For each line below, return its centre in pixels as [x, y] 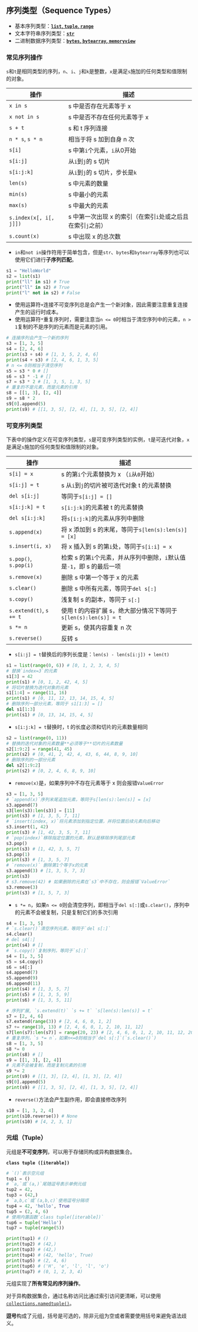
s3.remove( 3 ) [22, 887]
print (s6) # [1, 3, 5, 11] [39, 1000]
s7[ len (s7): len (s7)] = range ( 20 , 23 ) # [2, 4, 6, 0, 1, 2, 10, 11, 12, [96, 1033]
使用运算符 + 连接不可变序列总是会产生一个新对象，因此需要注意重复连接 [101, 305]
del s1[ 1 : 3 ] [21, 709]
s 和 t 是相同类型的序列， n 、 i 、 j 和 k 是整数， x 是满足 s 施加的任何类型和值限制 [97, 71]
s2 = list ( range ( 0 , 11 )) [37, 738]
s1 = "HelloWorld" [29, 271]
